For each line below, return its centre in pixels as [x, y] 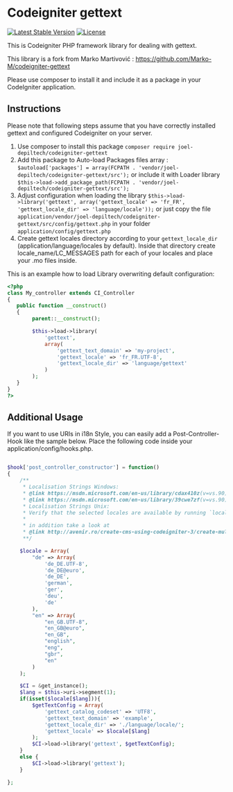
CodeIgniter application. [42, 87]
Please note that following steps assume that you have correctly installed [112, 126]
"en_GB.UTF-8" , [66, 622]
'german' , [58, 583]
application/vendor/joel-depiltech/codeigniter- [89, 216]
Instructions [34, 109]
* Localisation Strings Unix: [66, 506]
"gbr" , [54, 654]
